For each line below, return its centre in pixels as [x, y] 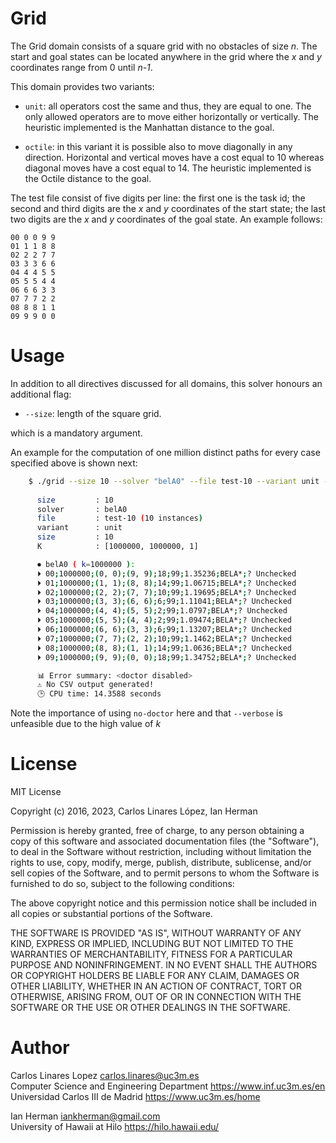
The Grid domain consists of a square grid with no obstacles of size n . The [164, 46]
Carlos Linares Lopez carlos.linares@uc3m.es [105, 1075]
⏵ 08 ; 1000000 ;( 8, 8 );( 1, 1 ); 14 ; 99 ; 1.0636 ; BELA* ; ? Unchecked [164, 648]
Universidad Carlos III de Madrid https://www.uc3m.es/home [135, 1096]
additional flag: [41, 394]
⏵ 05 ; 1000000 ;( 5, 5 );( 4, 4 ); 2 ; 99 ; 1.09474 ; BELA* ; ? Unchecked [164, 620]
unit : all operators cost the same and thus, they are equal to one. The [168, 106]
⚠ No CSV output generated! [95, 685]
